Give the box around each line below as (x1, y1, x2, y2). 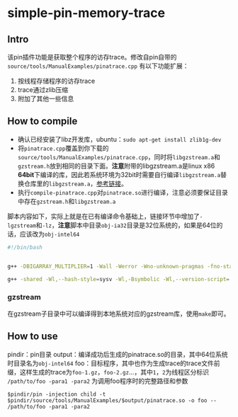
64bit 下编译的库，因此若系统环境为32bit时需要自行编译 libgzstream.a (17, 170, 221, 178)
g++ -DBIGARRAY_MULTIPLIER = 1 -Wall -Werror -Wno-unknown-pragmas (7, 263, 204, 270)
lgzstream (7, 222, 37, 229)
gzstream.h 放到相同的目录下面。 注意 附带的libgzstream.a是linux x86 (17, 161, 215, 170)
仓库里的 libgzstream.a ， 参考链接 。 (23, 179, 127, 188)
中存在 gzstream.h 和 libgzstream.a (17, 197, 116, 205)
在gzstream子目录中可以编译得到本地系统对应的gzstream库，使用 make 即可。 (7, 309, 230, 318)
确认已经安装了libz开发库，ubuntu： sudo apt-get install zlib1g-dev (17, 135, 222, 143)
